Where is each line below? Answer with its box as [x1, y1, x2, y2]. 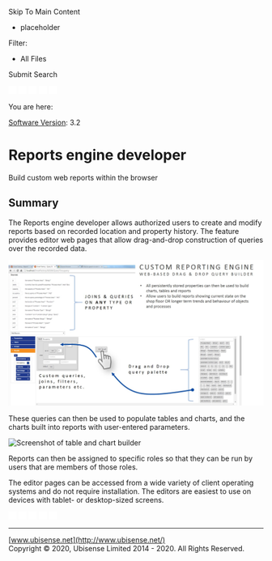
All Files [19, 54, 47, 63]
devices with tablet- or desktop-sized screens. [8, 495, 164, 504]
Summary [8, 196, 59, 210]
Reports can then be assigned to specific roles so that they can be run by [8, 453, 253, 463]
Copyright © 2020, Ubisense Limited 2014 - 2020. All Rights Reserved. [8, 543, 245, 553]
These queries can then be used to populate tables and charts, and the [8, 413, 245, 423]
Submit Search [8, 70, 58, 79]
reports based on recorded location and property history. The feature [8, 226, 240, 236]
